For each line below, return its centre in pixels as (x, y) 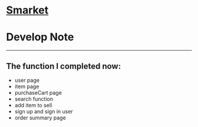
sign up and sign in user (44, 111)
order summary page (40, 118)
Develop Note (40, 37)
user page (27, 80)
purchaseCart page (38, 92)
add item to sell (33, 105)
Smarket (27, 10)
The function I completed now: (64, 66)
